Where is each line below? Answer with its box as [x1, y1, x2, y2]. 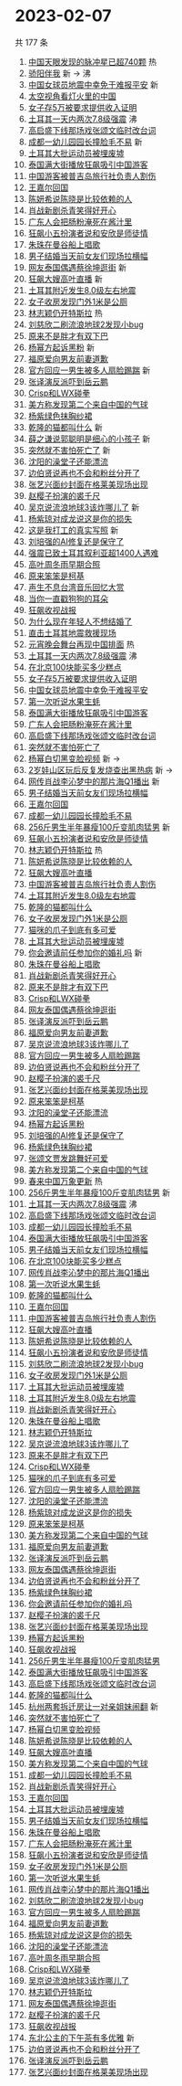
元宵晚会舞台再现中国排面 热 [27, 639, 135, 650]
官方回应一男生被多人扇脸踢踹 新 [27, 365, 151, 376]
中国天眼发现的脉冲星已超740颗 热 [27, 56, 157, 67]
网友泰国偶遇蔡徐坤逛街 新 [27, 261, 126, 272]
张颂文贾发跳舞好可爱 [27, 1152, 108, 1163]
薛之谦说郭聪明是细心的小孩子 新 [27, 433, 151, 444]
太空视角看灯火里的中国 [27, 90, 116, 101]
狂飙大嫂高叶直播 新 [27, 273, 103, 284]
